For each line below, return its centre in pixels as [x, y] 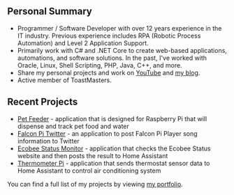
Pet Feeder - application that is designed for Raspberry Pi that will [112, 118]
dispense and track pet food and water [73, 126]
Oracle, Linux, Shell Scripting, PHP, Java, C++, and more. [100, 65]
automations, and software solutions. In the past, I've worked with [112, 58]
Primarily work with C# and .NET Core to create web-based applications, [122, 50]
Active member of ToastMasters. [64, 80]
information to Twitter [49, 141]
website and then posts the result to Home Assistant [93, 155]
